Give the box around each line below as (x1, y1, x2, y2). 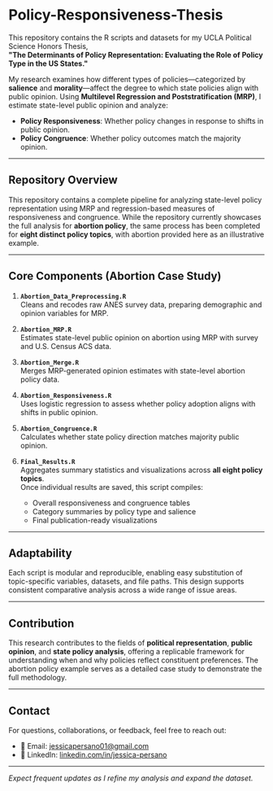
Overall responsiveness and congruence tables (32, 498, 191, 508)
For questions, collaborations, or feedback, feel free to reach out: (8, 726, 227, 735)
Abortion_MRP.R (19, 326, 72, 334)
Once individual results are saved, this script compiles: (19, 482, 203, 492)
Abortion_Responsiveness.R (19, 391, 112, 400)
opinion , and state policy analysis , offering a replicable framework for (8, 647, 245, 657)
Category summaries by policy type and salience (32, 506, 197, 516)
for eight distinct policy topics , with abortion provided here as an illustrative (8, 229, 265, 239)
